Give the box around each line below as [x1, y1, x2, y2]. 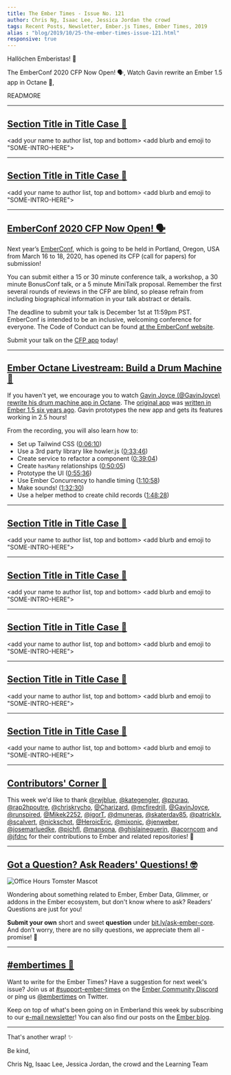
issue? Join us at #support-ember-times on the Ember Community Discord [7, 985, 219, 993]
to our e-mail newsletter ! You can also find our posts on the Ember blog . [7, 1013, 211, 1021]
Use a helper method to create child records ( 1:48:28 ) [16, 491, 170, 499]
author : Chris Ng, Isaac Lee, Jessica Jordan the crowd [7, 17, 170, 23]
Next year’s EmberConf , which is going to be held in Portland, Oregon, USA [7, 244, 220, 253]
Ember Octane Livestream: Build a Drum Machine [7, 362, 222, 374]
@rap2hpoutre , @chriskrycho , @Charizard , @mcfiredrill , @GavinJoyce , [7, 803, 210, 811]
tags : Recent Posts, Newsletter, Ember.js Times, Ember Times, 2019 [7, 23, 208, 30]
